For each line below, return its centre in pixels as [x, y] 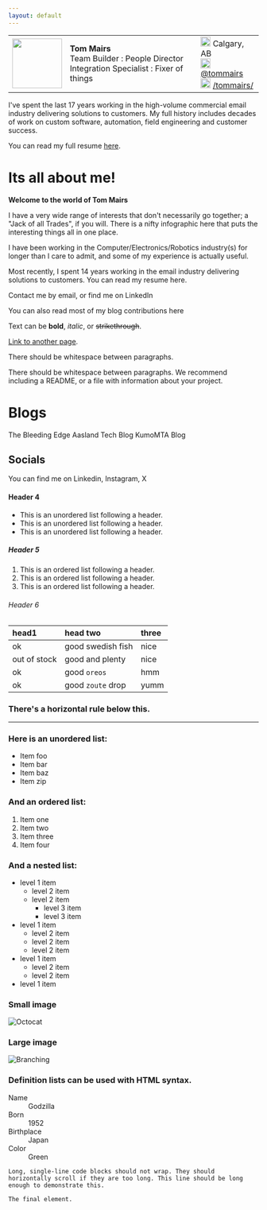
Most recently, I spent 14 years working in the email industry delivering [124, 271]
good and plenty [95, 659]
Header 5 [24, 550]
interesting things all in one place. [64, 232]
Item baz [34, 773]
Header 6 [24, 605]
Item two [34, 828]
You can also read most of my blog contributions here [96, 310]
